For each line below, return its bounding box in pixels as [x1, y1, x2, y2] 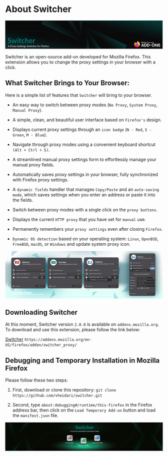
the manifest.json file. [12, 413, 58, 419]
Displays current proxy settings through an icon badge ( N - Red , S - [12, 126, 152, 132]
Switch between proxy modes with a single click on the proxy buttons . [12, 206, 158, 213]
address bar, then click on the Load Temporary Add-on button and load [12, 407, 156, 413]
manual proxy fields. [12, 161, 54, 168]
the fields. [12, 197, 33, 203]
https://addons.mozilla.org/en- [24, 337, 92, 343]
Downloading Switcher [5, 308, 78, 317]
